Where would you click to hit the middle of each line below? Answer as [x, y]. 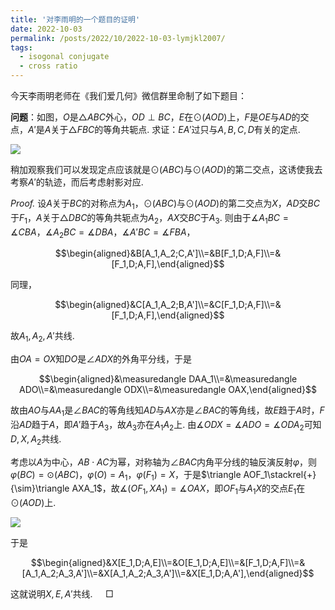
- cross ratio [48, 66]
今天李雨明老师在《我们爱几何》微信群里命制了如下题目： [128, 95]
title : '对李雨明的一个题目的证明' [75, 19]
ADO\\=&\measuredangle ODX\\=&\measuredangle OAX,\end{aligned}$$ [168, 390]
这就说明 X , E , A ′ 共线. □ [62, 594]
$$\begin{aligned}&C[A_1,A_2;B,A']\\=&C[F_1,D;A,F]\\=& [168, 305]
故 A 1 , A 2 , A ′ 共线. [42, 337]
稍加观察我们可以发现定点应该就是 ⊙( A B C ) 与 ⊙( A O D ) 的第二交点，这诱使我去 [166, 169]
